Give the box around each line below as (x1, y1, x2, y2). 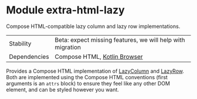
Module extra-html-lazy (6, 3, 125, 17)
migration (55, 43, 81, 51)
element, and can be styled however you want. (6, 86, 119, 93)
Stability (9, 39, 32, 47)
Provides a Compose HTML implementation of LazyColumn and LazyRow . (6, 68, 185, 75)
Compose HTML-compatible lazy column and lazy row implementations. (6, 23, 181, 30)
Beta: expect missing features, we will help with (55, 36, 185, 44)
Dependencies (9, 52, 49, 61)
